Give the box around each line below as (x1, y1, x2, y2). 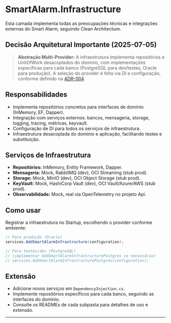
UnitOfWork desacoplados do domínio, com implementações (17, 59, 146, 66)
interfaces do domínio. (12, 296, 60, 303)
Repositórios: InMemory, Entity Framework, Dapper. (12, 164, 123, 171)
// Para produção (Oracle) (5, 235, 63, 240)
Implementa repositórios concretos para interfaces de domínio (12, 104, 144, 110)
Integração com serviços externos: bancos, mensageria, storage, (12, 114, 150, 120)
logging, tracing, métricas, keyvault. (12, 120, 88, 126)
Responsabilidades (5, 90, 68, 99)
